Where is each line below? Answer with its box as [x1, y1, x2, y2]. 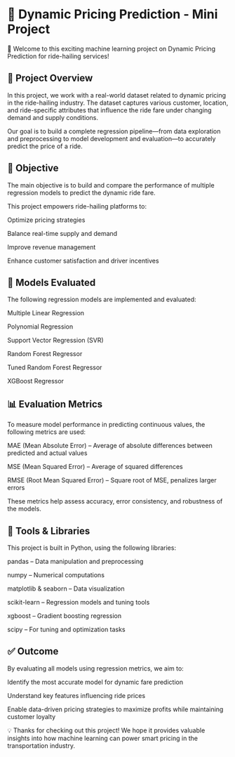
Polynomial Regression [7, 322, 74, 331]
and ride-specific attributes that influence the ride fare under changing [7, 105, 212, 114]
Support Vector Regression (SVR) [7, 336, 104, 345]
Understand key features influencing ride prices [7, 691, 146, 699]
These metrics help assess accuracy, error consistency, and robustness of [7, 497, 223, 506]
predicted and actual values [7, 449, 88, 457]
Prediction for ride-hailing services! [7, 52, 110, 60]
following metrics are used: [7, 428, 86, 436]
